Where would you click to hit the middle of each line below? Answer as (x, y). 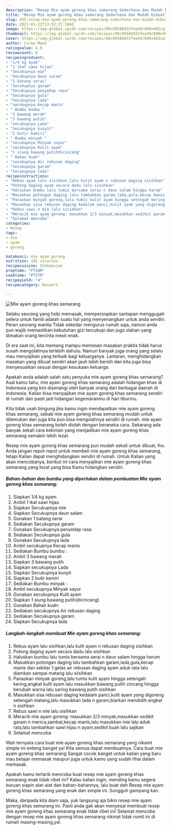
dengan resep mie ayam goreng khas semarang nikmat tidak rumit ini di (80, 817)
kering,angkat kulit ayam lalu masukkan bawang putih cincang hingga (86, 684)
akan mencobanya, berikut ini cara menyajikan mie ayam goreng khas (79, 462)
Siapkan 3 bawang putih (38, 562)
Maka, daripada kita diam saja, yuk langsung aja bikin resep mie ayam (79, 800)
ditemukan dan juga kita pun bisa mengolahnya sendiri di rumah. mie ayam (84, 419)
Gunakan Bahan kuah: (36, 606)
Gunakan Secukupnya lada (41, 540)
